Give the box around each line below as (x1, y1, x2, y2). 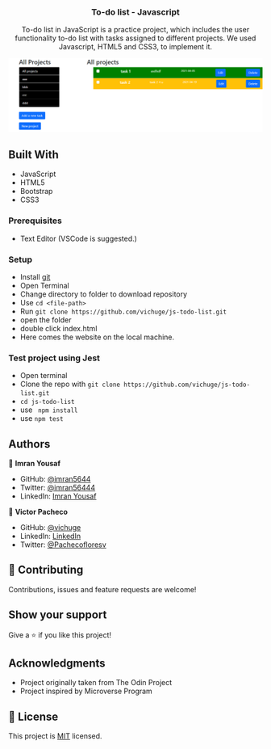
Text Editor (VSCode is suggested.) (19, 234, 137, 243)
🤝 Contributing (8, 563, 84, 577)
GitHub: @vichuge (19, 522, 81, 532)
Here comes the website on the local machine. (19, 332, 175, 342)
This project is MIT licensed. (8, 731, 102, 741)
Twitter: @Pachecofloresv (19, 540, 106, 549)
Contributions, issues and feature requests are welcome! (8, 584, 197, 594)
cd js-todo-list (19, 398, 75, 406)
